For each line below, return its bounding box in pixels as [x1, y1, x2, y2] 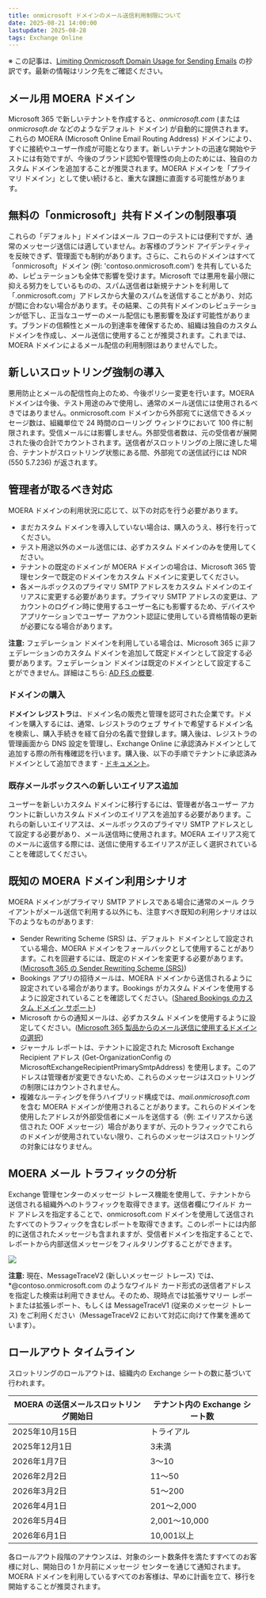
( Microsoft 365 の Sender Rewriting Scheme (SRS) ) [19, 963, 188, 972]
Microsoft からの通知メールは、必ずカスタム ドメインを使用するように [19, 1013, 249, 1022]
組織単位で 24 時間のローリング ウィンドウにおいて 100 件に [49, 417, 246, 428]
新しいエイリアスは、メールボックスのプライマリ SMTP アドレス [28, 820, 240, 829]
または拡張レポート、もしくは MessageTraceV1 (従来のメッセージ [14, 1300, 230, 1310]
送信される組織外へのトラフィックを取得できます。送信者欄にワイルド [8, 1199, 237, 1208]
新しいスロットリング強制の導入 [8, 366, 165, 379]
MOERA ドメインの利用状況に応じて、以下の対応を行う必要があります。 [8, 505, 243, 515]
